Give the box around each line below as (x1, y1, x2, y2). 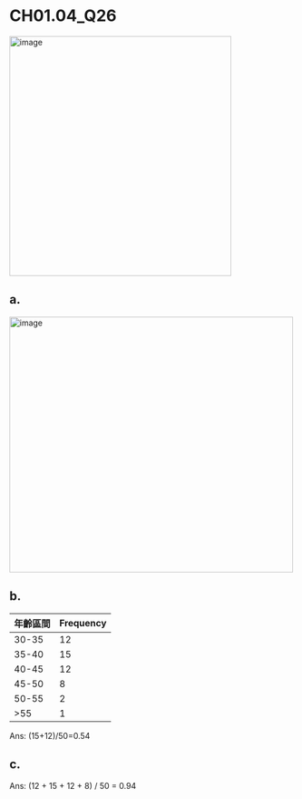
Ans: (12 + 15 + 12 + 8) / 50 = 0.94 (9, 781, 137, 792)
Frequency (59, 616, 107, 629)
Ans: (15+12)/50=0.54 (9, 730, 91, 741)
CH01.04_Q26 (9, 5, 117, 26)
